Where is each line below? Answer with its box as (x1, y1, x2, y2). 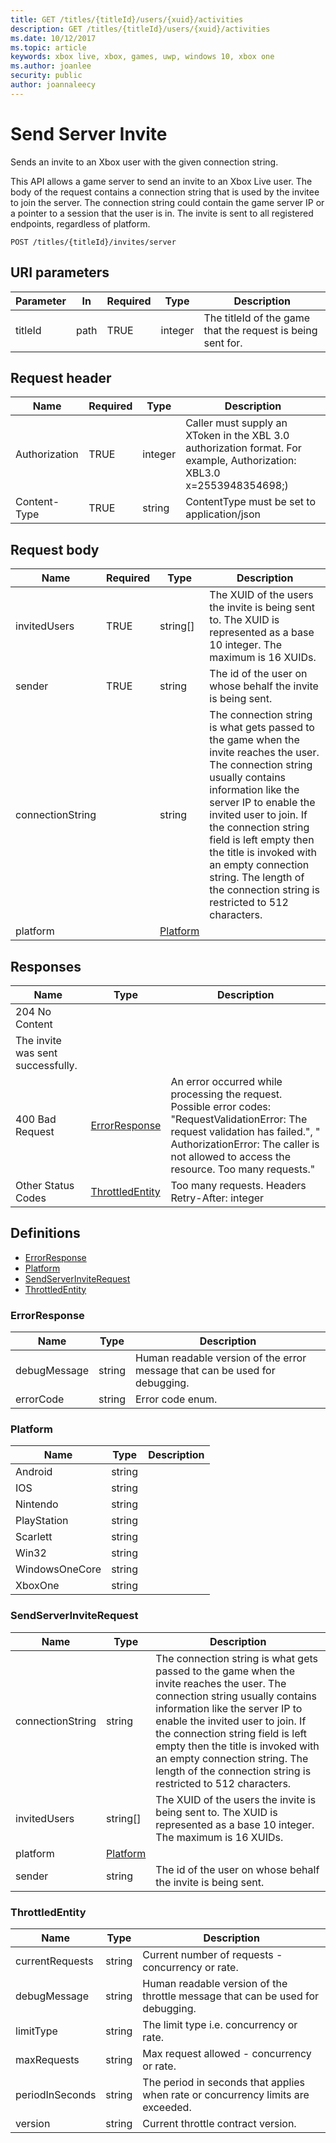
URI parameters (10, 264, 110, 281)
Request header (10, 369, 112, 386)
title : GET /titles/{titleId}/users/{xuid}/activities (10, 14, 244, 25)
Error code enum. (135, 1392, 218, 1406)
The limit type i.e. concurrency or (142, 2017, 298, 2031)
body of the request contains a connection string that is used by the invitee (10, 186, 320, 198)
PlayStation (15, 1514, 69, 1528)
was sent (15, 1046, 58, 1060)
